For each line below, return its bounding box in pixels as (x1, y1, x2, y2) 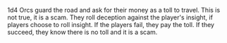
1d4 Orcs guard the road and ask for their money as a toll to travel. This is (7, 6, 221, 14)
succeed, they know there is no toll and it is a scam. (7, 28, 158, 36)
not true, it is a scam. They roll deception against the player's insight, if (7, 13, 214, 21)
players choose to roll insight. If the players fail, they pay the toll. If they (7, 21, 215, 28)
